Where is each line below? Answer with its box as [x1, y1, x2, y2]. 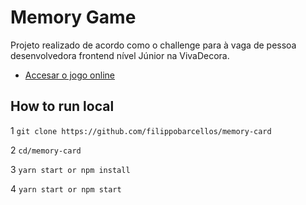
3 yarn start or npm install [10, 163, 131, 175]
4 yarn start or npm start [10, 182, 122, 195]
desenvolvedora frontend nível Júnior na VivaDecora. [10, 49, 230, 61]
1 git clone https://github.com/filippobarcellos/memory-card [10, 124, 272, 136]
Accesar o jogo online [24, 69, 115, 81]
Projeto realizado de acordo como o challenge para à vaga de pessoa [10, 39, 297, 51]
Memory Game [10, 6, 137, 29]
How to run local [10, 98, 115, 115]
